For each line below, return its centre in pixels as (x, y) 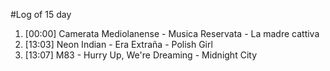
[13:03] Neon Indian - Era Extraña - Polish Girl (118, 44)
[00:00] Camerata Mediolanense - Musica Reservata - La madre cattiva (172, 33)
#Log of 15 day (41, 14)
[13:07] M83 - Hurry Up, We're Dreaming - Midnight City (140, 55)
